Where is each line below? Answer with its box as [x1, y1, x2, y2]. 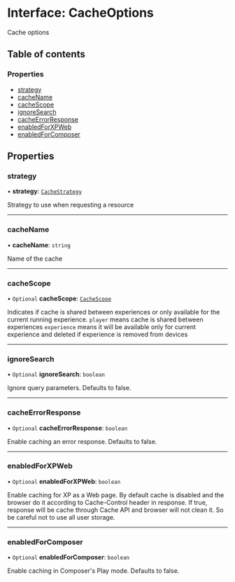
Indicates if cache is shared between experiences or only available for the [7, 307, 220, 316]
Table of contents [7, 48, 85, 60]
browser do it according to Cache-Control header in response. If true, [7, 498, 208, 506]
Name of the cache [7, 254, 63, 263]
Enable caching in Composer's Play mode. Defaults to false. [7, 567, 180, 575]
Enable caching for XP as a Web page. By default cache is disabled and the [7, 490, 225, 499]
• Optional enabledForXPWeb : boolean [7, 477, 121, 485]
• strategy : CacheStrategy [7, 187, 83, 195]
